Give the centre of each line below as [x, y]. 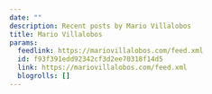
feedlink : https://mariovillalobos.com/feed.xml [111, 51]
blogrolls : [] [44, 76]
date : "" [26, 17]
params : [24, 43]
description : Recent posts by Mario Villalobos [101, 26]
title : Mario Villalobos [56, 34]
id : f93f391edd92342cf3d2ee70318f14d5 [91, 59]
